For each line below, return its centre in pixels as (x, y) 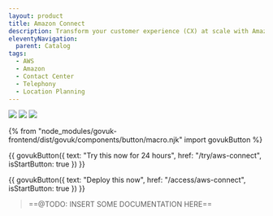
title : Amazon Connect (47, 24)
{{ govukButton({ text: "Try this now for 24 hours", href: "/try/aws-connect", (135, 156)
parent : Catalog (43, 46)
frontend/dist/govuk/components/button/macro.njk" (95, 140)
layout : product (36, 16)
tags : (17, 54)
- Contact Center (45, 76)
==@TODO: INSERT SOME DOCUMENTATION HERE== (120, 205)
